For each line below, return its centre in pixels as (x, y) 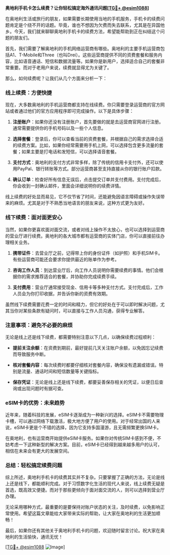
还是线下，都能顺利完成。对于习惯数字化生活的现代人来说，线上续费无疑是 (87, 483)
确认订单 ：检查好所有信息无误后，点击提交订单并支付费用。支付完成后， (88, 180)
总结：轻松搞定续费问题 (34, 465)
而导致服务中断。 (30, 354)
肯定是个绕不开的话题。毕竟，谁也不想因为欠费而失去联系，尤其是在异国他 (87, 25)
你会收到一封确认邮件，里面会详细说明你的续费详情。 (68, 186)
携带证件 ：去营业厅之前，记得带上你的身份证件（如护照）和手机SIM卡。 (88, 253)
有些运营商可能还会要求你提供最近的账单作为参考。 (66, 259)
